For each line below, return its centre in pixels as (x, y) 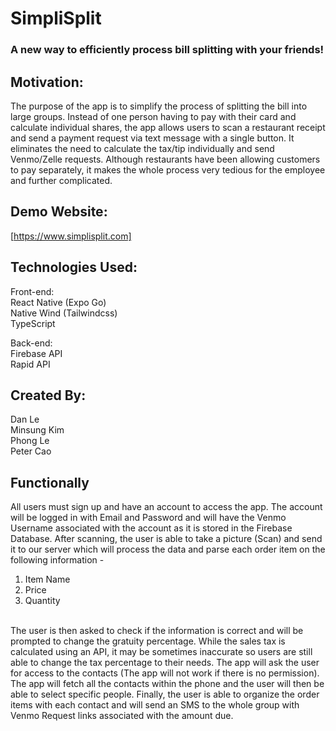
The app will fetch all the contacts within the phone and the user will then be (167, 684)
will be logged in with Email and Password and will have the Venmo (148, 518)
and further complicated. (61, 180)
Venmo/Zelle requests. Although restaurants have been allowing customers (165, 159)
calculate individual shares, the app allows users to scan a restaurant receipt (168, 127)
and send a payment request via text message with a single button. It (152, 138)
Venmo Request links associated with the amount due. (122, 716)
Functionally (50, 482)
